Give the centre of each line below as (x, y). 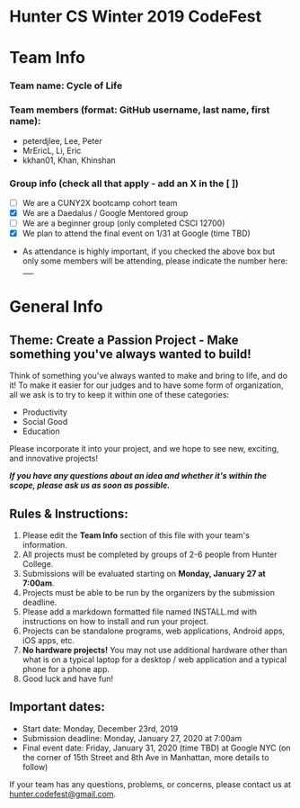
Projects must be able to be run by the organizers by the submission (149, 592)
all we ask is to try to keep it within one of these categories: (119, 395)
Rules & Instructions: (69, 513)
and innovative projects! (54, 458)
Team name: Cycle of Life (66, 85)
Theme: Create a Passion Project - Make (124, 340)
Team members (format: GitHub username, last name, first (140, 110)
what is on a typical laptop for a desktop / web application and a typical (154, 660)
